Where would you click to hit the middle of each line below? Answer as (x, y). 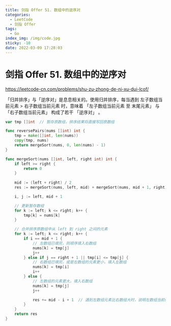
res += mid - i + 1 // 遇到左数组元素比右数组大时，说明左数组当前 (98, 300)
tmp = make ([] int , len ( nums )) (47, 136)
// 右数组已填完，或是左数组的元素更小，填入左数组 (79, 262)
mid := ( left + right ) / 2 (43, 183)
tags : (11, 29)
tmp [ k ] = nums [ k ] (42, 215)
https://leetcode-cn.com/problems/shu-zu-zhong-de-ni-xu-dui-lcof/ (77, 89)
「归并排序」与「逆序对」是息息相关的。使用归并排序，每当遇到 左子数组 (82, 99)
